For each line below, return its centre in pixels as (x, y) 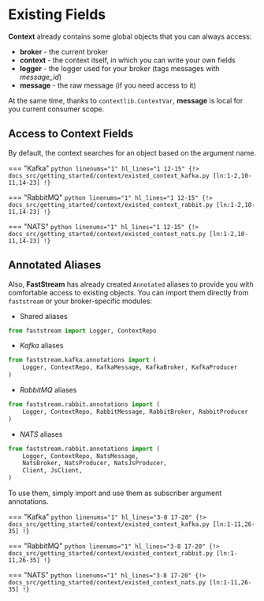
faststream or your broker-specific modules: (80, 301)
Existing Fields (57, 15)
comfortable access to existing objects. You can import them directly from (128, 292)
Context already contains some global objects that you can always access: (130, 36)
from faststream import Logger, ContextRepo (82, 331)
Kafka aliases (41, 346)
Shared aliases (44, 316)
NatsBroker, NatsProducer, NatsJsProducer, (95, 464)
